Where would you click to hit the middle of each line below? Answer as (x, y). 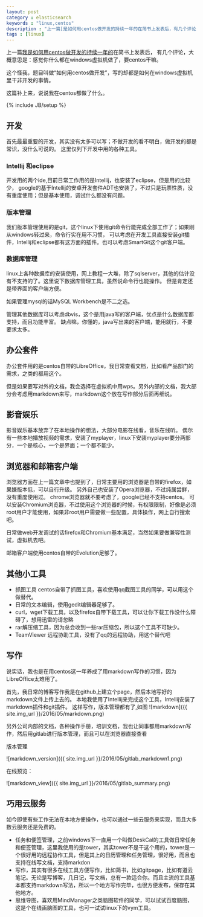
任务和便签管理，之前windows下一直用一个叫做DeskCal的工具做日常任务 (105, 840)
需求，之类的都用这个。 (35, 373)
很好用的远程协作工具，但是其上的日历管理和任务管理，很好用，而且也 (108, 855)
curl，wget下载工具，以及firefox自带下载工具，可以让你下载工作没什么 (103, 612)
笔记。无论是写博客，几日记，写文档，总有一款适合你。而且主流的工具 (102, 877)
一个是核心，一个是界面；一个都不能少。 (67, 445)
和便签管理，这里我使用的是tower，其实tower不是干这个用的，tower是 (102, 847)
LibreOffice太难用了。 (34, 679)
